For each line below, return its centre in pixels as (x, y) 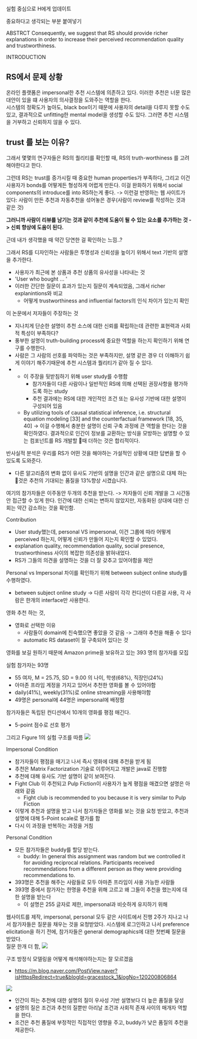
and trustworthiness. (31, 45)
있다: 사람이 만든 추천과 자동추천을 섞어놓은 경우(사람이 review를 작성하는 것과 (96, 200)
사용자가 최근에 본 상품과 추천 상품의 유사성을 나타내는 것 (80, 272)
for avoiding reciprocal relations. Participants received (89, 862)
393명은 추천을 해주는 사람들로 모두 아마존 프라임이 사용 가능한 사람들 (95, 882)
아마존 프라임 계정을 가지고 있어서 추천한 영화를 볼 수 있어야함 (85, 685)
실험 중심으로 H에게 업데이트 (39, 9)
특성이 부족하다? (40, 333)
